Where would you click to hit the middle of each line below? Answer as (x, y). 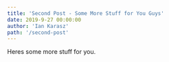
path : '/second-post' (38, 32)
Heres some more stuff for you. (52, 52)
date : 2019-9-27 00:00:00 (44, 20)
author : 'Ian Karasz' (38, 26)
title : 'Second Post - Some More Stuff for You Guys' (86, 13)
